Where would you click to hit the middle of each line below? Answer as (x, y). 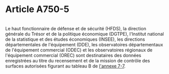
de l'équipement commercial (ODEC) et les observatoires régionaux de (79, 50)
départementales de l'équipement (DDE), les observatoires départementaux (84, 44)
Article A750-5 (37, 9)
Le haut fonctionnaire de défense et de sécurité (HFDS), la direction (76, 28)
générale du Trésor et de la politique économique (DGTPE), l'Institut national (85, 34)
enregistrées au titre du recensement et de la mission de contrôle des (78, 60)
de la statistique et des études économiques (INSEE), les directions (75, 39)
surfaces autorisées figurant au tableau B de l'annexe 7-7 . (65, 66)
